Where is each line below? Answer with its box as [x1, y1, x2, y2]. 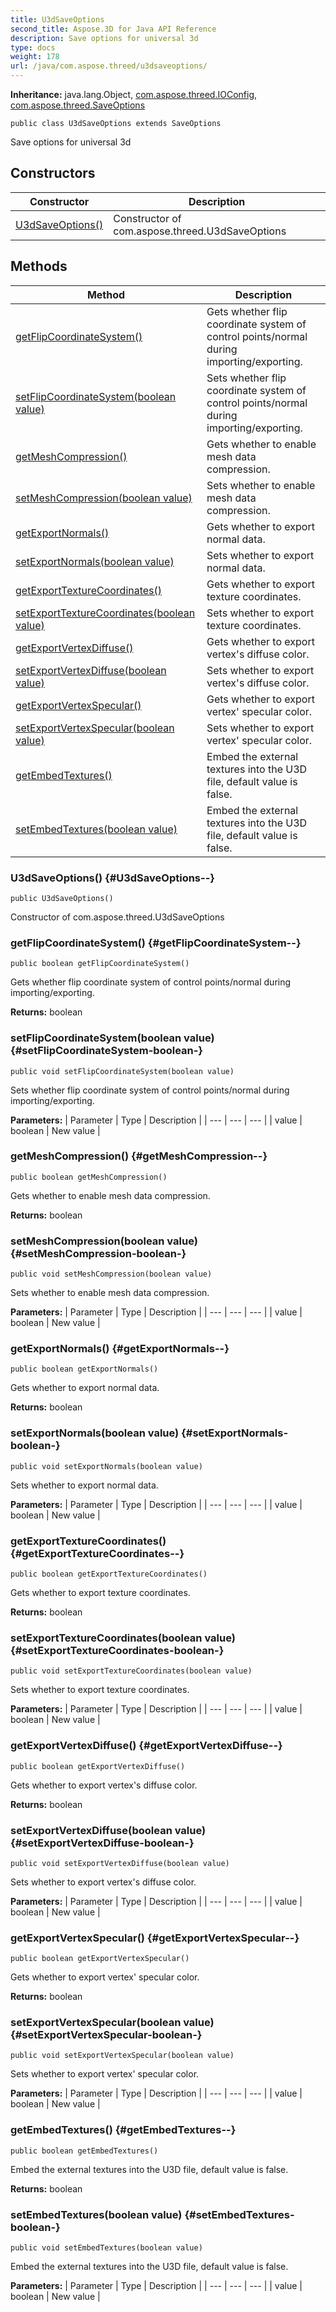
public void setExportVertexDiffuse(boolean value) [10, 1858, 230, 1868]
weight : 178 [10, 52, 60, 62]
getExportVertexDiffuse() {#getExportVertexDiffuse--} [10, 1739, 283, 1753]
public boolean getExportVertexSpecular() [10, 1954, 190, 1964]
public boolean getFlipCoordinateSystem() [10, 959, 190, 969]
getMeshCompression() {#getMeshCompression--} [10, 1149, 268, 1163]
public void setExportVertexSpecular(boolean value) [10, 2051, 235, 2061]
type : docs [10, 42, 56, 53]
